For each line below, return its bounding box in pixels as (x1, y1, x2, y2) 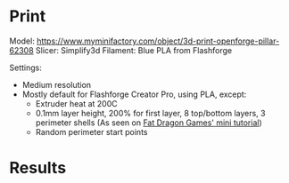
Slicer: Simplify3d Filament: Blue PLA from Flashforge (35, 44, 233, 55)
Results (9, 158, 67, 179)
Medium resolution (21, 79, 92, 90)
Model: (9, 36, 36, 46)
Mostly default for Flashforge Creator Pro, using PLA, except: (21, 89, 247, 99)
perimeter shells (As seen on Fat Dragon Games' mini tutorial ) (35, 117, 263, 128)
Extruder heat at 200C (35, 98, 118, 108)
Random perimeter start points (35, 126, 148, 137)
